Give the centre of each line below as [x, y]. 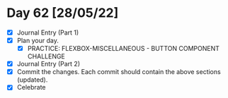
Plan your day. [38, 41]
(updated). [32, 80]
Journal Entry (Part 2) [49, 64]
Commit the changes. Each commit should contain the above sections [119, 72]
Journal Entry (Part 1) [48, 32]
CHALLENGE [46, 56]
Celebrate [32, 87]
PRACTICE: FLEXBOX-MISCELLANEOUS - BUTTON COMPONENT [124, 49]
